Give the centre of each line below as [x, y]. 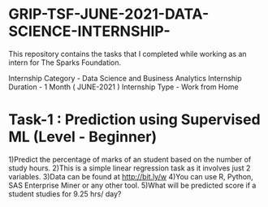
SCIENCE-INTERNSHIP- [89, 31]
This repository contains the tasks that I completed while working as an [128, 54]
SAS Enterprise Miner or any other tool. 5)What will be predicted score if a [132, 185]
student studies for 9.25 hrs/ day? [65, 194]
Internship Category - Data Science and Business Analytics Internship [125, 78]
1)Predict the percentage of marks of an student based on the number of [130, 159]
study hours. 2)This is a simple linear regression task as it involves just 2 [130, 168]
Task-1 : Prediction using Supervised [135, 120]
